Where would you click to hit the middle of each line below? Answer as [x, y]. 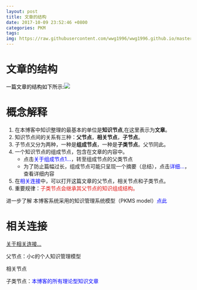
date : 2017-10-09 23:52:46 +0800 [47, 22]
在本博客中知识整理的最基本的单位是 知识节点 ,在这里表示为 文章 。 [92, 130]
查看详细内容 [39, 174]
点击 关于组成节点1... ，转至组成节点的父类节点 [78, 159]
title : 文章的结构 [26, 17]
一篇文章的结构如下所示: [35, 87]
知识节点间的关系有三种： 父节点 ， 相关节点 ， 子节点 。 [79, 137]
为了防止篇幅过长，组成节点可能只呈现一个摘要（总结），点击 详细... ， [106, 166]
